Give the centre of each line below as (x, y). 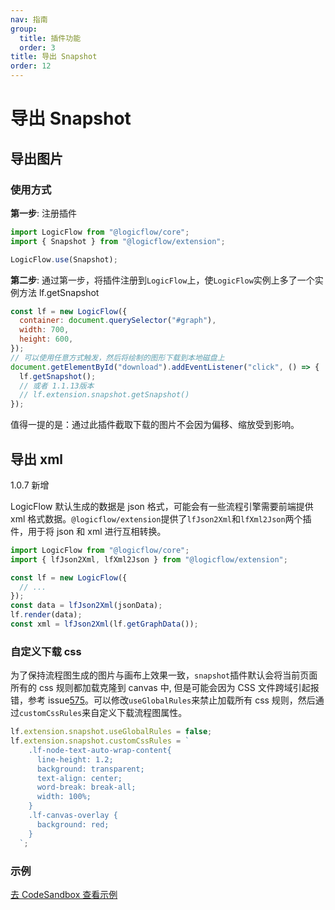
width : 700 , (44, 330)
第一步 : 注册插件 (43, 213)
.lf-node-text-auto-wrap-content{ (100, 750)
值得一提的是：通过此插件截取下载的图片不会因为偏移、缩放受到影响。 (155, 425)
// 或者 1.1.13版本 (57, 386)
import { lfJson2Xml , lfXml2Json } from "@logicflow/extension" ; (149, 559)
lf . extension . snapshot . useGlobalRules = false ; (111, 732)
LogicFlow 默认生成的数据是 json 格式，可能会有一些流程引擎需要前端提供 (162, 506)
